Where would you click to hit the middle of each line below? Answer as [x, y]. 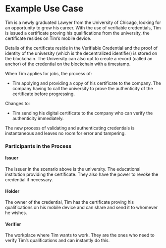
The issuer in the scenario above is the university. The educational [73, 169]
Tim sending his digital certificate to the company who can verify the [83, 113]
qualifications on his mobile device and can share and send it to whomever [82, 208]
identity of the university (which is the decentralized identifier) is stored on [81, 53]
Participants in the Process [38, 146]
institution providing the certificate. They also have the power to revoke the [82, 174]
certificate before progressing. [44, 94]
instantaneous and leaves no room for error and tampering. [65, 133]
